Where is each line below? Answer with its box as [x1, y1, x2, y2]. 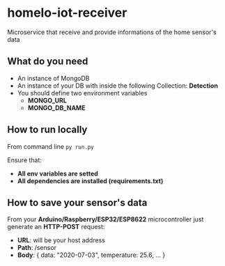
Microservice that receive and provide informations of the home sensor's [7, 28, 217, 36]
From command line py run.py [7, 142, 94, 150]
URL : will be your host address [17, 236, 106, 244]
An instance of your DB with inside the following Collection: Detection [17, 81, 218, 90]
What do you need [7, 56, 88, 68]
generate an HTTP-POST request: [7, 223, 105, 231]
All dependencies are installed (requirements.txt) [17, 176, 164, 185]
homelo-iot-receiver [7, 5, 127, 21]
